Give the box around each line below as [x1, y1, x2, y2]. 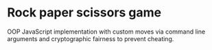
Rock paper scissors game [7, 5, 162, 21]
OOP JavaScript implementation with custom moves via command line [7, 27, 206, 36]
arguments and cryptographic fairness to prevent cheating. [7, 34, 174, 42]
